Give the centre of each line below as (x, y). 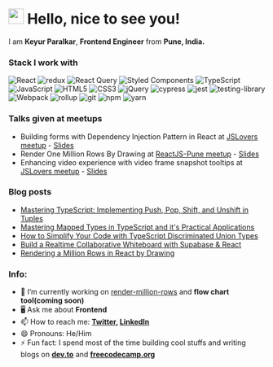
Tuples (31, 218)
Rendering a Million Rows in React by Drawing (97, 253)
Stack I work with (44, 63)
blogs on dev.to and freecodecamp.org (88, 355)
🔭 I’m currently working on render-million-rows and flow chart (125, 292)
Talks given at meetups (55, 119)
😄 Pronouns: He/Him (56, 334)
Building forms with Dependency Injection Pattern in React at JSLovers (139, 136)
